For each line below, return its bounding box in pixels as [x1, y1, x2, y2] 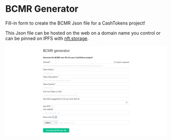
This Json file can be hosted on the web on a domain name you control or [5, 30, 161, 36]
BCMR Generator [5, 3, 78, 15]
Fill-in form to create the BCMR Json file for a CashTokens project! [5, 20, 145, 26]
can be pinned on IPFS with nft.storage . [5, 35, 89, 41]
